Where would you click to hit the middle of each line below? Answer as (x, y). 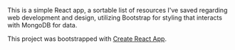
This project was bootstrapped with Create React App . (87, 39)
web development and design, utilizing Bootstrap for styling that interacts (115, 18)
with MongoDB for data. (42, 25)
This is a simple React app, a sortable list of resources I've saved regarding (117, 10)
